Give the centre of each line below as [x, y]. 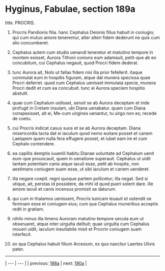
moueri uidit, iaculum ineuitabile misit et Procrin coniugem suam [77, 229]
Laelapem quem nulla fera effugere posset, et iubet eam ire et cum [80, 138]
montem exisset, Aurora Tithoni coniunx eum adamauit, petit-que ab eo [84, 57]
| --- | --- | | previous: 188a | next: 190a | [46, 263]
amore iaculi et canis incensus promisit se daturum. [64, 189]
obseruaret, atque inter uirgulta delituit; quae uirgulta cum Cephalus [81, 224]
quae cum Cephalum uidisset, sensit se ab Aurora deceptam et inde [81, 102]
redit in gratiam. [28, 209]
